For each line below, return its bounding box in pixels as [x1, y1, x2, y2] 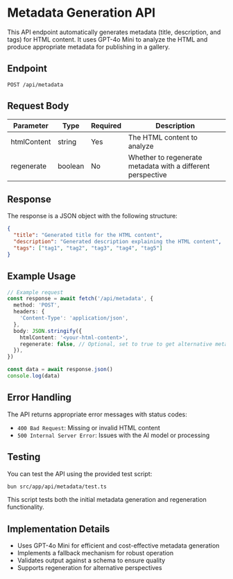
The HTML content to [128, 132, 198, 142]
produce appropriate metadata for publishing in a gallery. [7, 42, 170, 51]
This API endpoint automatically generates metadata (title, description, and [7, 28, 221, 36]
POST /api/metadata [7, 81, 64, 88]
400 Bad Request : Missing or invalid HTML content [17, 423, 161, 432]
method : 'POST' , [13, 302, 60, 309]
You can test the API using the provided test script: [7, 469, 153, 478]
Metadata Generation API [7, 5, 156, 21]
